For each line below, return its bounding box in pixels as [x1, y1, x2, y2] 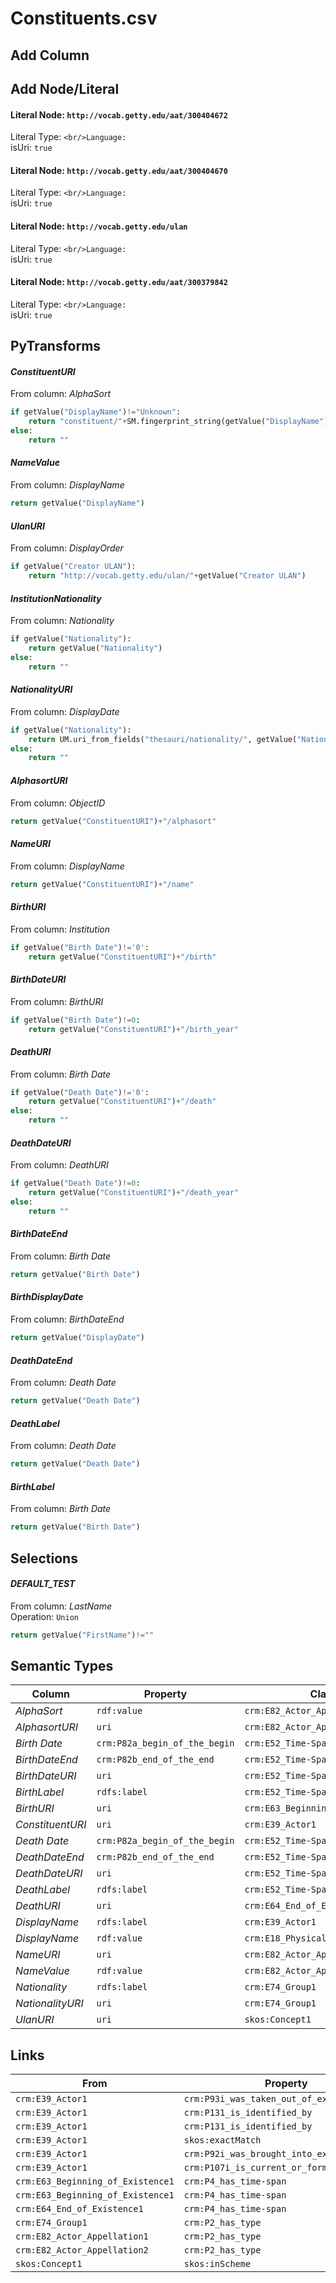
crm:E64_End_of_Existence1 [15, 2203, 144, 2215]
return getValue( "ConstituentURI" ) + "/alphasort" [10, 816, 217, 826]
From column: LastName [10, 1600, 113, 1612]
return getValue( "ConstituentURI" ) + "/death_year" [28, 1188, 240, 1198]
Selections [10, 1550, 78, 1567]
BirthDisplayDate [10, 1291, 84, 1303]
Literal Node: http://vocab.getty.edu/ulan [10, 220, 188, 232]
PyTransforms [10, 338, 102, 355]
